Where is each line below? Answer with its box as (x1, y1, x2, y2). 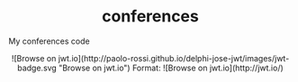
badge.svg (16, 62, 58, 73)
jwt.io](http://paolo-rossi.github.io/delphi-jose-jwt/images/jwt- (58, 53, 290, 63)
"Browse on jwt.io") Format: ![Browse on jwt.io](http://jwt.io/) (59, 62, 284, 73)
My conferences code (8, 36, 91, 46)
